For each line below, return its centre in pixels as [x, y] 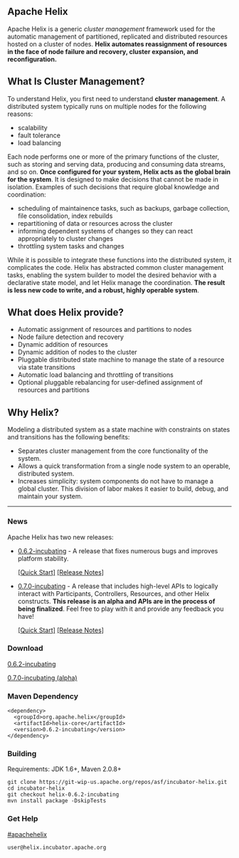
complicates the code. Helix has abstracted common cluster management [116, 267]
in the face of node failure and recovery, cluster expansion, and [103, 51]
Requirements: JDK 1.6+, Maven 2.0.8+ [65, 769]
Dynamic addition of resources [63, 345]
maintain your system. [50, 496]
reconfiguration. [32, 59]
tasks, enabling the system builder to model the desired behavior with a [112, 275]
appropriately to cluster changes [65, 239]
